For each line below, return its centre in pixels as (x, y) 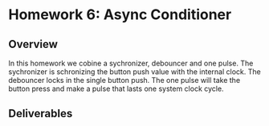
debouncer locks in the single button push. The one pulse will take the (124, 80)
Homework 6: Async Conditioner (120, 15)
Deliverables (41, 114)
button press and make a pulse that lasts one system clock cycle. (116, 89)
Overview (33, 44)
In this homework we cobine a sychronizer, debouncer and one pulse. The (131, 63)
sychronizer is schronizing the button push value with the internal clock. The (134, 72)
